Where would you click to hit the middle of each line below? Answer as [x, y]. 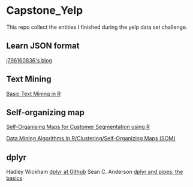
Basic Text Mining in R [34, 93]
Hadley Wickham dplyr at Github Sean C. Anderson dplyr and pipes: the [95, 172]
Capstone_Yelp [45, 10]
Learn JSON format [43, 46]
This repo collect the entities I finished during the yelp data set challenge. [97, 27]
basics [14, 178]
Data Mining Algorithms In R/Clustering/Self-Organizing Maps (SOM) [91, 138]
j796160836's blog [29, 60]
